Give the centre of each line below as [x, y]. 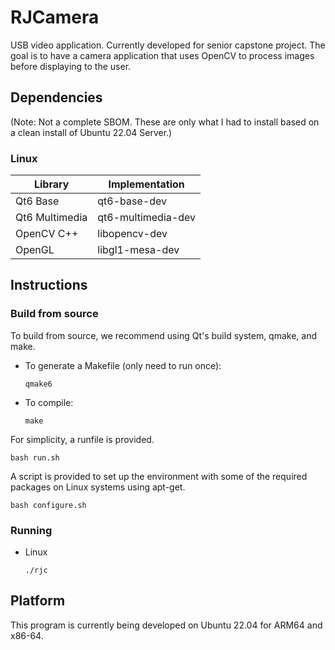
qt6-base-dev [132, 201]
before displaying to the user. [71, 66]
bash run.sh [35, 457]
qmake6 [38, 384]
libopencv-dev [132, 234]
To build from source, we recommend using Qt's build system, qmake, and [164, 335]
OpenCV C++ [47, 234]
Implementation [146, 184]
